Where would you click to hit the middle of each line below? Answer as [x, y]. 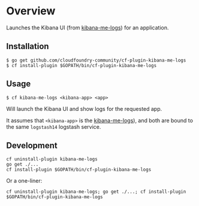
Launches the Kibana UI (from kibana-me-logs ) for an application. [88, 28]
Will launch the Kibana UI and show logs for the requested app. [84, 108]
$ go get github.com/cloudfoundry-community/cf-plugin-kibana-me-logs [96, 60]
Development [32, 145]
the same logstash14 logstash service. [54, 126]
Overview [31, 11]
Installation [28, 46]
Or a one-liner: [24, 181]
